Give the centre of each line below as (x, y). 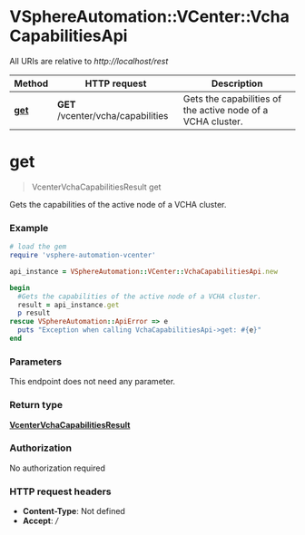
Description (237, 83)
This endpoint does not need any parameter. (92, 382)
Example (29, 228)
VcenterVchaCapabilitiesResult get (96, 187)
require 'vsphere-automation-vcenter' (83, 256)
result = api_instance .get (69, 305)
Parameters (35, 362)
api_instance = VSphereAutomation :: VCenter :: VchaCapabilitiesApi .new (144, 271)
